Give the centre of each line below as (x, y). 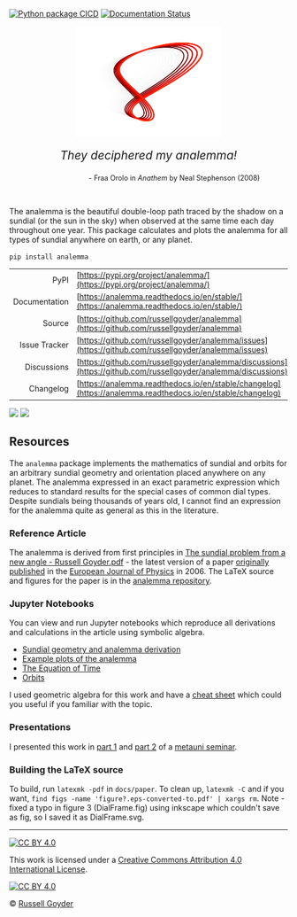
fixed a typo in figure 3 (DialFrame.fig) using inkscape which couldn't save (145, 807)
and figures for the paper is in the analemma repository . (110, 581)
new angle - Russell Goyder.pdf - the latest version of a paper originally (139, 562)
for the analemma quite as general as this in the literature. (114, 510)
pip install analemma (49, 257)
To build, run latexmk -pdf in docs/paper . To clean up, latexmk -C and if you (147, 789)
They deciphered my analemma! (148, 155)
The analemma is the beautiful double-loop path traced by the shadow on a (147, 211)
